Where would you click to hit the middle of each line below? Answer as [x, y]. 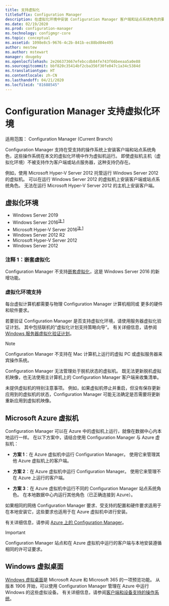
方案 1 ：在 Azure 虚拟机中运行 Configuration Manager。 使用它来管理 [84, 454]
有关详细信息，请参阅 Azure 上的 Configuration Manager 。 [66, 522]
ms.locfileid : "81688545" [32, 85]
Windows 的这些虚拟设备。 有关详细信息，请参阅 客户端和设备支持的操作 [80, 592]
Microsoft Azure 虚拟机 [42, 418]
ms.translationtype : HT [30, 71]
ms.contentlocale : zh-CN [31, 76]
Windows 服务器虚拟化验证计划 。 [40, 333]
